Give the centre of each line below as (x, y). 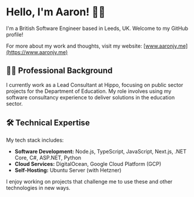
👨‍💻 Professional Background (59, 71)
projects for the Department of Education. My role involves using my (89, 91)
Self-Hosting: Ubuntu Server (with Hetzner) (68, 170)
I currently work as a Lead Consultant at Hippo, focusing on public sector (95, 85)
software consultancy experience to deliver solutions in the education (91, 97)
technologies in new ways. (38, 188)
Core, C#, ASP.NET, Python (48, 158)
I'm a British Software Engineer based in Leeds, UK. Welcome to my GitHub (97, 28)
